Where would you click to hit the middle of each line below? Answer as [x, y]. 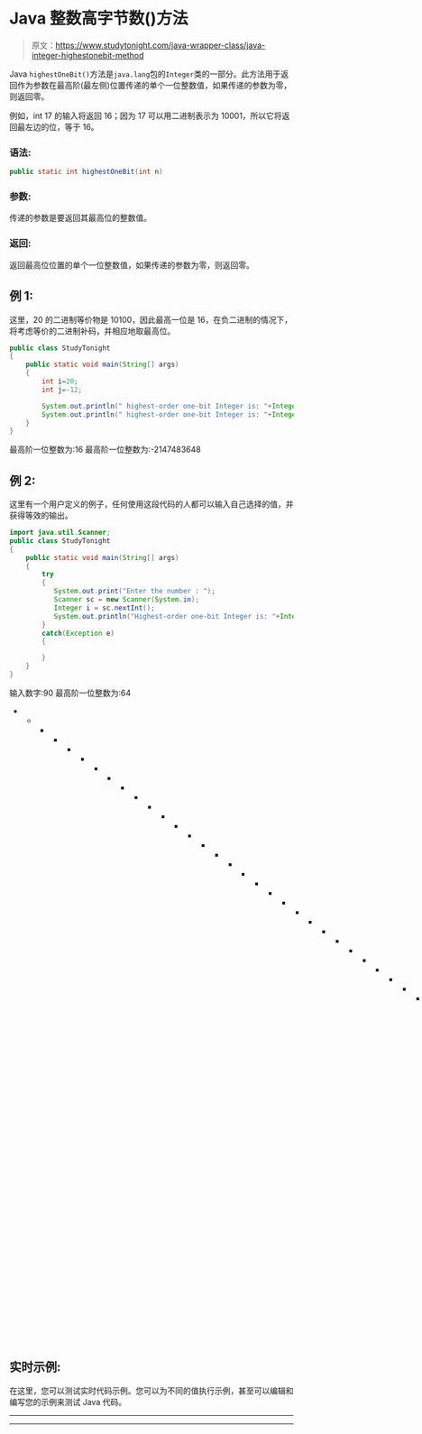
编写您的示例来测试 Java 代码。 [68, 1402]
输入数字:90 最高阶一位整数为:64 [70, 693]
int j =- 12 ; [62, 390]
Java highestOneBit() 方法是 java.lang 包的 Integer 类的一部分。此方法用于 [145, 74]
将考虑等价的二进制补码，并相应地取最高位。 [92, 331]
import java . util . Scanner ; [60, 533]
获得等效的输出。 [41, 516]
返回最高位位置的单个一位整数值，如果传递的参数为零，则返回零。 [132, 265]
